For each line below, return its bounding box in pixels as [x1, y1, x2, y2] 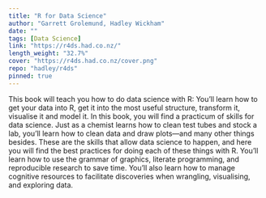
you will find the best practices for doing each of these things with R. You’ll [8, 145, 259, 155]
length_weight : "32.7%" [8, 49, 89, 57]
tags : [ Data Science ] [8, 34, 82, 43]
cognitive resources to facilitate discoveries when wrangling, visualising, [8, 171, 251, 181]
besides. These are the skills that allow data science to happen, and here [8, 137, 252, 146]
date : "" [8, 27, 38, 35]
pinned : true [8, 72, 53, 80]
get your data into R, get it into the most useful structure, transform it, [8, 103, 241, 112]
